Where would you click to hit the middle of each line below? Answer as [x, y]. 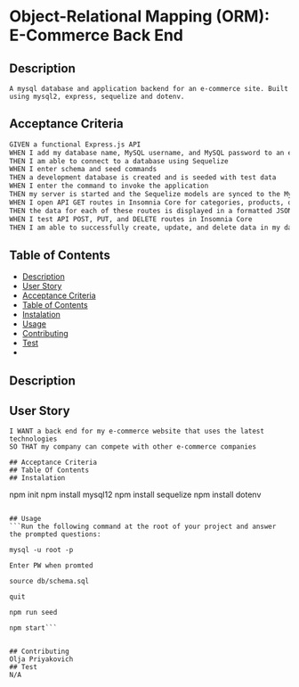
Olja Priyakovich [41, 659]
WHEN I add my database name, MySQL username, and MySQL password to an [147, 153]
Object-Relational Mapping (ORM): [139, 17]
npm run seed [33, 613]
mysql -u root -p [41, 550]
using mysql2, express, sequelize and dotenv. [97, 96]
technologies [33, 439]
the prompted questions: [55, 534]
